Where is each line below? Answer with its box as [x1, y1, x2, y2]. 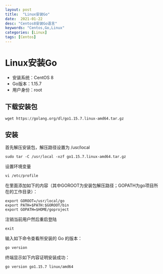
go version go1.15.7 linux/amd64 [5, 264, 74, 270]
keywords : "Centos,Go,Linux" [5, 26, 65, 30]
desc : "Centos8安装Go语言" [5, 21, 57, 26]
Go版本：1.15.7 [12, 81, 42, 87]
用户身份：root [12, 87, 43, 92]
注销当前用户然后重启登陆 [5, 216, 57, 222]
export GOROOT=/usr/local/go [5, 199, 65, 204]
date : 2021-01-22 [5, 16, 43, 21]
